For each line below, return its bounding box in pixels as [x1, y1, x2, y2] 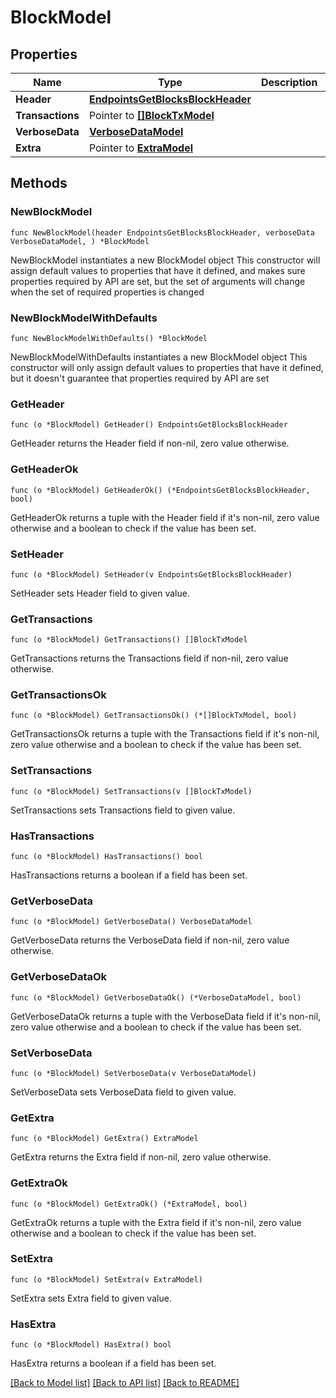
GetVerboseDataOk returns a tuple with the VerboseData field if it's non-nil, [10, 1010, 322, 1022]
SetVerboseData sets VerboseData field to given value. [10, 1086, 237, 1098]
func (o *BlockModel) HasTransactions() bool [10, 852, 203, 862]
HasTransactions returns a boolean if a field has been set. [10, 869, 248, 881]
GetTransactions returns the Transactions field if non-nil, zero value [10, 652, 289, 665]
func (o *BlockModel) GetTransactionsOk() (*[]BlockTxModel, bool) [10, 711, 298, 721]
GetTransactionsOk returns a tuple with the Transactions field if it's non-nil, [10, 728, 320, 740]
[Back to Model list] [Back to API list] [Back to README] [10, 1377, 240, 1389]
